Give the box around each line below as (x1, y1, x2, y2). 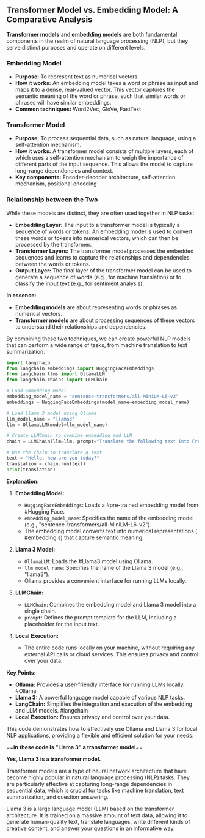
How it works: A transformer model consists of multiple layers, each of (15, 148, 194, 155)
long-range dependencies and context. (15, 167, 114, 174)
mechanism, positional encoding (15, 180, 97, 187)
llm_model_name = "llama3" (6, 416, 75, 422)
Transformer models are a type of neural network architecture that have (6, 767, 187, 774)
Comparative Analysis (6, 15, 93, 25)
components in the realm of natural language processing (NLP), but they (6, 37, 189, 45)
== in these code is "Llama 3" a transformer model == (6, 743, 143, 750)
